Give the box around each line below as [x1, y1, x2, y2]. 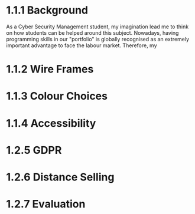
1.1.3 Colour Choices [6, 90, 108, 103]
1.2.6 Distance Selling [6, 170, 115, 183]
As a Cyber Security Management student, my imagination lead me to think [6, 23, 189, 30]
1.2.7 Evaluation [6, 197, 86, 211]
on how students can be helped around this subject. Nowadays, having [6, 29, 179, 36]
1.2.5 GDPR [6, 143, 62, 157]
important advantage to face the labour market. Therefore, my [6, 42, 158, 49]
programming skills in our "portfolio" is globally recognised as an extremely [6, 35, 190, 42]
